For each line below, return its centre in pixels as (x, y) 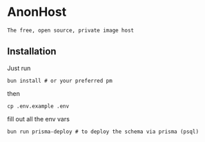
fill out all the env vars (39, 119)
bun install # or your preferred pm (60, 81)
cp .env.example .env (38, 106)
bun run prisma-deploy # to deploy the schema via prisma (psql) (103, 132)
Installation (32, 51)
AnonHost (37, 12)
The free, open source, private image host (71, 30)
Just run (19, 68)
